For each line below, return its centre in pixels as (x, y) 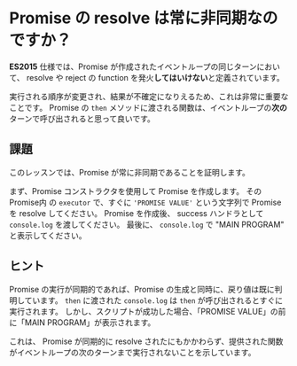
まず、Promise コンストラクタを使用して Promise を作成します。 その (136, 191)
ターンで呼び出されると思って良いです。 (82, 118)
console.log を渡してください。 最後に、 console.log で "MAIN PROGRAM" (147, 224)
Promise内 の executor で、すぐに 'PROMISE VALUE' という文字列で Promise (145, 202)
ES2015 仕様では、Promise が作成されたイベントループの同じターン (133, 66)
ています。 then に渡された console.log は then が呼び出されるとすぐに (154, 300)
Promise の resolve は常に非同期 (128, 18)
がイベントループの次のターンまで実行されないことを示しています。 (133, 352)
